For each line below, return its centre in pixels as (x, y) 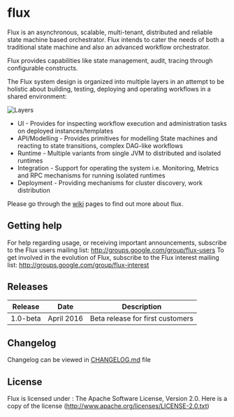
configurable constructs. (43, 68)
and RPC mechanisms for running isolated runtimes (91, 175)
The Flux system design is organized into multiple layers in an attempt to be (116, 81)
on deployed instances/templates (65, 131)
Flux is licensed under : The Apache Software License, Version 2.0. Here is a (117, 399)
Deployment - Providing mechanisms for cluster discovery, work (110, 182)
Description (142, 307)
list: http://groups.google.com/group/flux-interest (78, 265)
